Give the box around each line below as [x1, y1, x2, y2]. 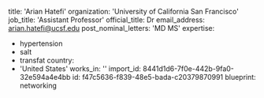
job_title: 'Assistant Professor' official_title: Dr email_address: [8, 15, 205, 24]
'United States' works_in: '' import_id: [19, 64, 142, 73]
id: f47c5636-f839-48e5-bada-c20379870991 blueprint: [72, 73, 256, 81]
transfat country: [19, 55, 75, 65]
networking [19, 81, 58, 90]
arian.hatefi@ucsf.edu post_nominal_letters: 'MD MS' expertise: [8, 24, 215, 32]
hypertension [19, 39, 63, 48]
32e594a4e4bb [19, 73, 71, 81]
